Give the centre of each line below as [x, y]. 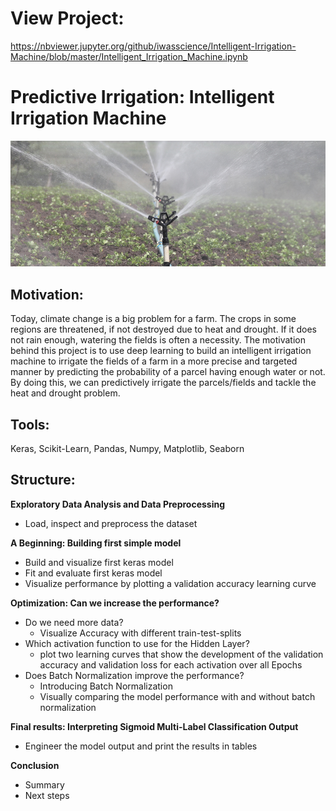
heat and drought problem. [65, 393]
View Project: [67, 18]
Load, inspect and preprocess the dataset [111, 523]
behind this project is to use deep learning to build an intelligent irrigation [161, 351]
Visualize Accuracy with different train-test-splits [140, 633]
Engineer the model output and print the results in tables [141, 746]
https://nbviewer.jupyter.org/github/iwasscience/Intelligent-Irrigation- [153, 46]
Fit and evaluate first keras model [93, 573]
